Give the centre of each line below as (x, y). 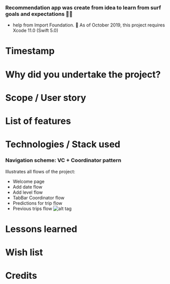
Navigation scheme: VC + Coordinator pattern (63, 161)
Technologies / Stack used (63, 145)
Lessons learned (41, 229)
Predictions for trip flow (38, 203)
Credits (21, 276)
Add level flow (28, 192)
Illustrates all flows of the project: (40, 171)
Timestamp (30, 51)
